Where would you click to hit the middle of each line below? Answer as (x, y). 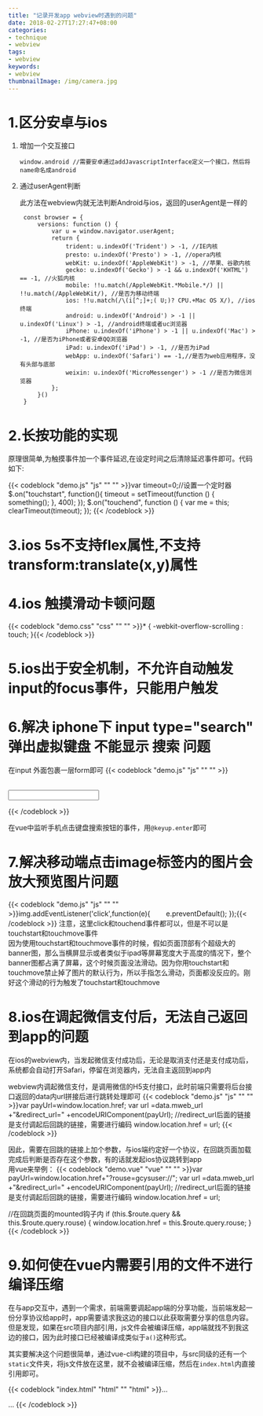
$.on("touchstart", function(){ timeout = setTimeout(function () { (111, 494)
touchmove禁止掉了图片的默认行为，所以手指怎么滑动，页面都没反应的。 (126, 973)
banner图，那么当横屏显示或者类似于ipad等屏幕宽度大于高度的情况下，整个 (130, 953)
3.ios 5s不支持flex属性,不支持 (104, 545)
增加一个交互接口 (47, 145)
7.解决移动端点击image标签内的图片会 (130, 862)
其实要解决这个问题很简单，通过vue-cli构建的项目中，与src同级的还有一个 (128, 1354)
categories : (27, 30)
